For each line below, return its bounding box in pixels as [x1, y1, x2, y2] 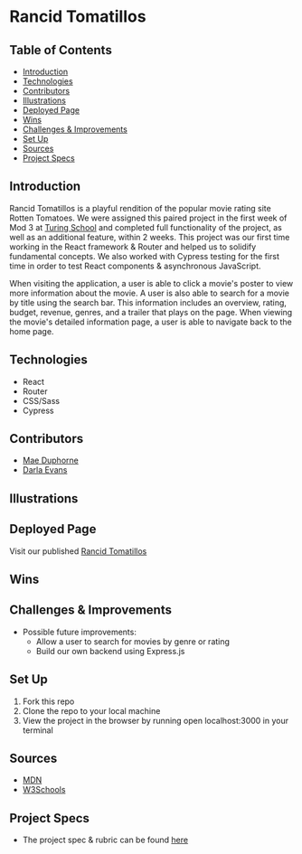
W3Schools [22, 784, 66, 795]
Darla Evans [22, 465, 68, 475]
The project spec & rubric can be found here [22, 834, 188, 846]
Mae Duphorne [22, 455, 79, 466]
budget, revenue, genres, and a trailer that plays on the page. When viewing [9, 306, 293, 317]
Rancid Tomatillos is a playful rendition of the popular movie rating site [9, 202, 271, 213]
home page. [9, 325, 54, 336]
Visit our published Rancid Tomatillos [9, 545, 147, 557]
